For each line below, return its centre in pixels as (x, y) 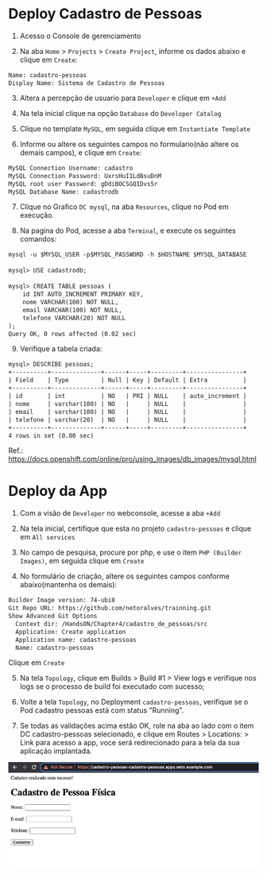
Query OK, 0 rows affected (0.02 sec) (72, 334)
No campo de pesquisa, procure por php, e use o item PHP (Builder (131, 552)
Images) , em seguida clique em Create (82, 560)
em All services (47, 536)
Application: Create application (71, 632)
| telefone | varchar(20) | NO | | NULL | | (128, 420)
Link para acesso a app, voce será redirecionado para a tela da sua (130, 742)
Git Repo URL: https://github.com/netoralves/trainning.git (110, 608)
